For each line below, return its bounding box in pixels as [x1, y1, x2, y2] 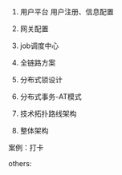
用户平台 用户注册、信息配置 [19, 7, 114, 16]
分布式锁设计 [19, 75, 63, 84]
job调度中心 [19, 41, 59, 50]
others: [8, 159, 32, 168]
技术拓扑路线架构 [19, 109, 77, 118]
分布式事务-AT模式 [19, 92, 82, 101]
